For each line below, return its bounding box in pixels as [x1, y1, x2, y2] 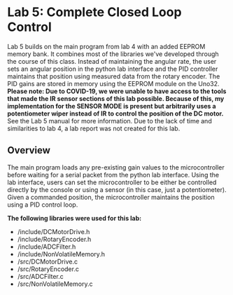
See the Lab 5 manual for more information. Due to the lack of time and [7, 116, 212, 125]
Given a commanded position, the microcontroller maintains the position [7, 193, 215, 201]
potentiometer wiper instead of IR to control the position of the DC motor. [7, 109, 224, 118]
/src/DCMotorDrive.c [17, 257, 78, 266]
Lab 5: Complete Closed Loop [7, 4, 182, 20]
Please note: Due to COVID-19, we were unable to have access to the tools [7, 87, 227, 95]
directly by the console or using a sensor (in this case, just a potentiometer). [7, 185, 227, 193]
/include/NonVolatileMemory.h [17, 249, 106, 258]
